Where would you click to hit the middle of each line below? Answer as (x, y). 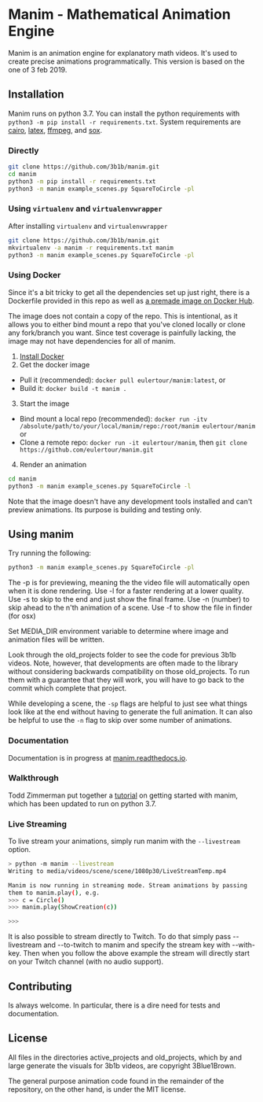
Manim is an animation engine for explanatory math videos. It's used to (123, 53)
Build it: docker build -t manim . (73, 388)
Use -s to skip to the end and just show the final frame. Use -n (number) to (129, 599)
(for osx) (22, 616)
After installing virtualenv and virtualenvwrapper (88, 226)
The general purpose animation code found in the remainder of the (116, 1081)
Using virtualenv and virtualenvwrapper (85, 208)
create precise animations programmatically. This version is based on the (126, 61)
